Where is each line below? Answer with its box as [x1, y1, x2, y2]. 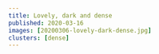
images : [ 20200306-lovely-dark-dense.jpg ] [8, 26, 152, 34]
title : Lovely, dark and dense [8, 11, 113, 20]
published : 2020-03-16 [8, 19, 84, 27]
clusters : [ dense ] [8, 33, 70, 42]
